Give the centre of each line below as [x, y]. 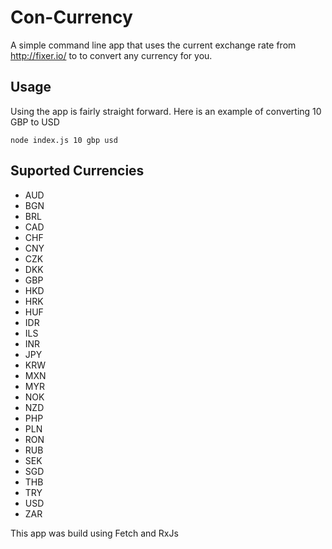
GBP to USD [35, 122]
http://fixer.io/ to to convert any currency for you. [111, 55]
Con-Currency [71, 17]
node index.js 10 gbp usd [64, 140]
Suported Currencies [77, 171]
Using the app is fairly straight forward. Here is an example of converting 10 [166, 111]
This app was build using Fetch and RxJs [94, 533]
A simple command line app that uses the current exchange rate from [153, 45]
